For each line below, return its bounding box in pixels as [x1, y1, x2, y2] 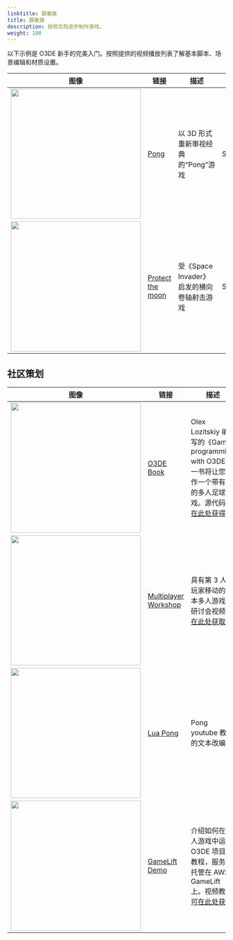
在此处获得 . [190, 509, 227, 518]
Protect [148, 273, 172, 283]
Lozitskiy [190, 427, 220, 437]
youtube [190, 728, 218, 737]
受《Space [178, 262, 214, 271]
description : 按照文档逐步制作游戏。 [7, 23, 105, 30]
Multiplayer [148, 591, 184, 601]
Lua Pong [148, 728, 179, 738]
